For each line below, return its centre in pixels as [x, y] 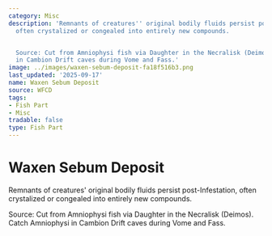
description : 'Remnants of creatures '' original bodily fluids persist [132, 23]
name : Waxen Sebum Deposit [54, 82]
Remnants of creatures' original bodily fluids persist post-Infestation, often [132, 190]
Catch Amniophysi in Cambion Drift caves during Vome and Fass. [117, 222]
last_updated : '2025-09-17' [56, 75]
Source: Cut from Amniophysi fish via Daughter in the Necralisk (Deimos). [131, 214]
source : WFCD [30, 90]
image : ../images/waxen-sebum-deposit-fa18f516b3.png [101, 68]
